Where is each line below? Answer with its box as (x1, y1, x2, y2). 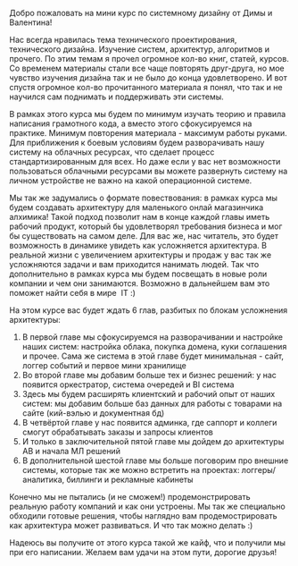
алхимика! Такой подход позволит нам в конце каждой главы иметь (9, 212, 270, 222)
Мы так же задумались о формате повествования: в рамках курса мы (9, 192, 278, 203)
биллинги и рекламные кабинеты (66, 474, 194, 485)
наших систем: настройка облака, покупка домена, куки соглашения (21, 342, 287, 351)
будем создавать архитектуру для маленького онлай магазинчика (9, 202, 264, 213)
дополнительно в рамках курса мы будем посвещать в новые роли (9, 268, 268, 279)
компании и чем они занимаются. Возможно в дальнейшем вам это (9, 278, 270, 289)
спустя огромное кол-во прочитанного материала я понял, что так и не (9, 82, 283, 92)
